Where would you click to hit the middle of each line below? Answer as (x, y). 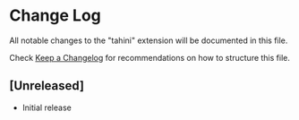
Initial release (47, 107)
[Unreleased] (47, 86)
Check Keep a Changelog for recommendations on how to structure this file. (150, 57)
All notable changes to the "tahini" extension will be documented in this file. (149, 40)
